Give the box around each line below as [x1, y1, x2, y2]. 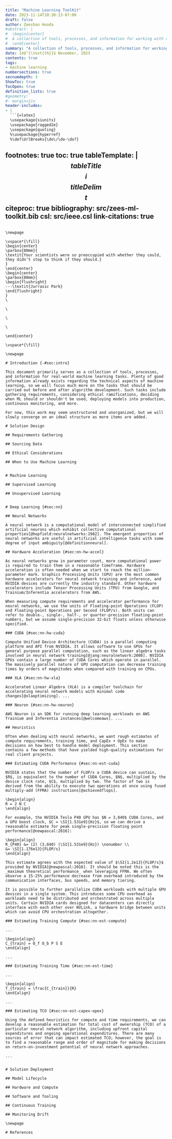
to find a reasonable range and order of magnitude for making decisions [5, 1040, 166, 1045]
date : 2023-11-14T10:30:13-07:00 [5, 12, 77, 17]
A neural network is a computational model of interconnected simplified [5, 522, 166, 528]
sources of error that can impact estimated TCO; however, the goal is [5, 1036, 161, 1041]
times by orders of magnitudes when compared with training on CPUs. [5, 666, 157, 672]
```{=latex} [10, 113, 36, 118]
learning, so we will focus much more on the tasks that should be [5, 383, 153, 388]
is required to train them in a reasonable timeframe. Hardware [5, 563, 145, 568]
